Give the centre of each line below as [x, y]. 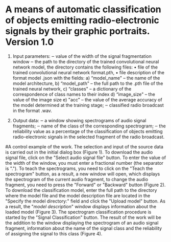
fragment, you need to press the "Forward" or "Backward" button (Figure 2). [86, 185]
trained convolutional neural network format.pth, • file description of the [89, 72]
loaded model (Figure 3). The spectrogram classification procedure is [78, 212]
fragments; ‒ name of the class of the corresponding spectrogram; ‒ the [89, 126]
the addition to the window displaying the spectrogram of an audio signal [82, 223]
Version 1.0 [30, 42]
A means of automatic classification [83, 9]
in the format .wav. [32, 111]
